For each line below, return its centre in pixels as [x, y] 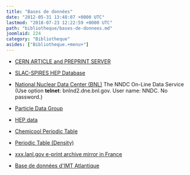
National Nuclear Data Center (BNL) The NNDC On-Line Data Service [99, 84]
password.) [28, 97]
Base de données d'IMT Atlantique [57, 166]
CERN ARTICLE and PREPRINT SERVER [63, 61]
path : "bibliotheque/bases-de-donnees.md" [59, 28]
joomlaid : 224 [24, 34]
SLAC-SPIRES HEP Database [50, 73]
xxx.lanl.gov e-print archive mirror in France [69, 154]
